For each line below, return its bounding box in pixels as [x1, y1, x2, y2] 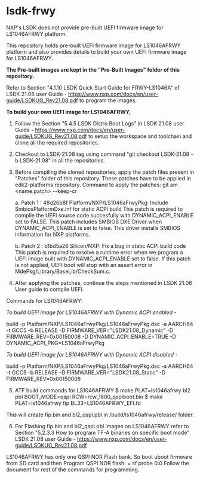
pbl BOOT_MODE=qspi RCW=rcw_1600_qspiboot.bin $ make [14, 393, 163, 400]
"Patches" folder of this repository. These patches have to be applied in [14, 174, 191, 182]
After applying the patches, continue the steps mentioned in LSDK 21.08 [14, 279, 192, 286]
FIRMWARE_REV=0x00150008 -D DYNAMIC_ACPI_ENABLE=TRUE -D [6, 333, 176, 340]
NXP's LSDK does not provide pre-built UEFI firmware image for [6, 24, 164, 31]
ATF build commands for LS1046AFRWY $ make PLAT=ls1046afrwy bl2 [14, 386, 191, 394]
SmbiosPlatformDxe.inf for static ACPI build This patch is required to [14, 205, 183, 213]
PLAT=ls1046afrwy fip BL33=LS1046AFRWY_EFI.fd [14, 399, 141, 407]
